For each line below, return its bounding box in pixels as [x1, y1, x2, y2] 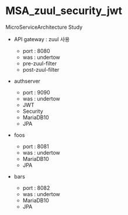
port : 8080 [22, 47, 50, 54]
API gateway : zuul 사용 [13, 35, 70, 42]
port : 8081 [22, 143, 49, 150]
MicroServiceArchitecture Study [5, 23, 83, 31]
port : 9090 [22, 89, 50, 96]
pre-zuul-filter [22, 60, 57, 67]
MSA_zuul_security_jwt [5, 4, 123, 18]
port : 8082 [22, 184, 50, 192]
